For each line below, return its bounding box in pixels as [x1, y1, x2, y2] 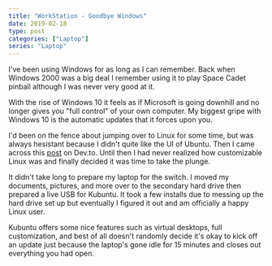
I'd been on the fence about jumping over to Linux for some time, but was [8, 131, 254, 141]
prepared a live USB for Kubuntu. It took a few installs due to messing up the [8, 190, 264, 199]
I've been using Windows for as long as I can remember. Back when [8, 64, 235, 74]
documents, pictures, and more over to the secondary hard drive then [8, 181, 242, 191]
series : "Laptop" [8, 42, 67, 50]
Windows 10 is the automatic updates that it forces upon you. [8, 115, 213, 124]
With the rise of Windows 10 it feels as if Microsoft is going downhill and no [8, 98, 260, 107]
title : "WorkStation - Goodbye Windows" [8, 11, 148, 20]
